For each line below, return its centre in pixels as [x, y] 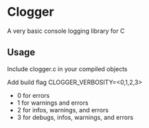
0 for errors [33, 95]
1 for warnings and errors [53, 103]
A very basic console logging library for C [66, 31]
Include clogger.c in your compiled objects [67, 68]
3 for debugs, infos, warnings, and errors [75, 117]
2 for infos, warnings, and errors [62, 110]
